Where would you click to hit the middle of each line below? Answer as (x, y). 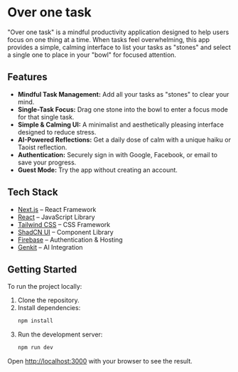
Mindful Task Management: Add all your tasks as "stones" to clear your (123, 94)
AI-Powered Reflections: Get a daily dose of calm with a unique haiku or (124, 139)
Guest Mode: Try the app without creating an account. (97, 170)
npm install (35, 321)
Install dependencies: (49, 308)
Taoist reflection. (42, 147)
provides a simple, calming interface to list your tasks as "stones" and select (119, 47)
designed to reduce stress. (57, 132)
